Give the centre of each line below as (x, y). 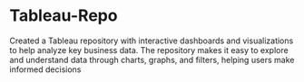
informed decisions (45, 69)
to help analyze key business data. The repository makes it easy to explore (149, 50)
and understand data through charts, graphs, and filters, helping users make (152, 59)
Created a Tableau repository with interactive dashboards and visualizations (152, 41)
